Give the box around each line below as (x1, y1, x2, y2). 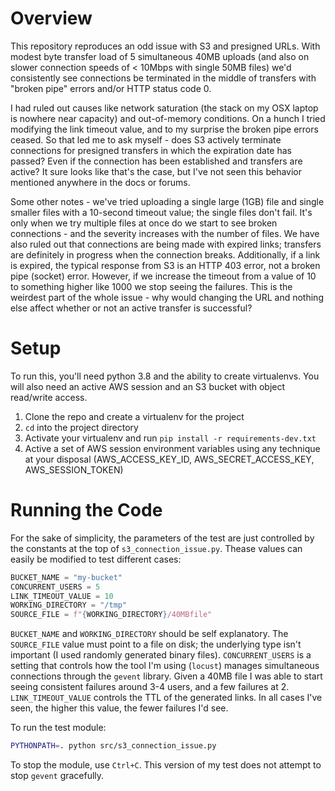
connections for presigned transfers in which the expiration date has (10, 144, 292, 156)
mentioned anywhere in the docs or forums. (10, 176, 191, 188)
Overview (10, 7, 93, 30)
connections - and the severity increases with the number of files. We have (10, 227, 320, 239)
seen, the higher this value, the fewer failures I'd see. (10, 702, 229, 714)
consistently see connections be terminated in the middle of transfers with (10, 72, 317, 84)
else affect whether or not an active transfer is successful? (10, 302, 253, 314)
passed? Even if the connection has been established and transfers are (10, 155, 303, 167)
